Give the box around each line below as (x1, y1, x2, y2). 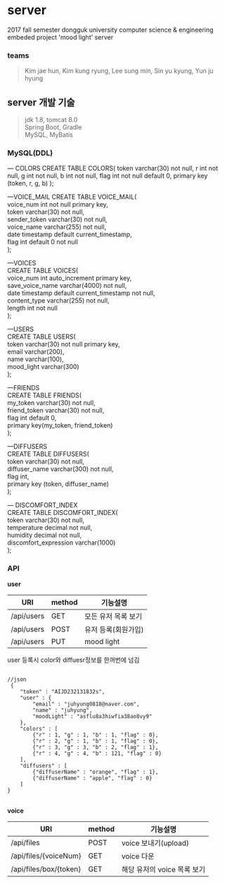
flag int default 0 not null (7, 238, 79, 246)
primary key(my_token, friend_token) (7, 421, 113, 430)
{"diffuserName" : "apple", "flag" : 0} (32, 775, 153, 782)
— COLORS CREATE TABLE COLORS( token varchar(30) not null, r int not (7, 164, 219, 173)
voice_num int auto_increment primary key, (7, 274, 132, 282)
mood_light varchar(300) (7, 363, 79, 371)
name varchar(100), (7, 355, 65, 363)
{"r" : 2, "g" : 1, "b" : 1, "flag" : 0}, (32, 737, 159, 744)
